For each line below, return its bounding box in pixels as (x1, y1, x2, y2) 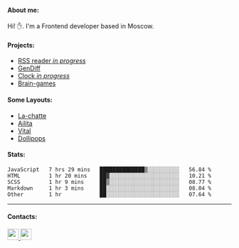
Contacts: (7, 212, 38, 221)
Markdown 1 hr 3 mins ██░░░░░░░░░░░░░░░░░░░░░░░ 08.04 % (7, 185, 212, 192)
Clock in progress (17, 72, 70, 80)
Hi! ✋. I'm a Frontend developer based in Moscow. (7, 22, 154, 31)
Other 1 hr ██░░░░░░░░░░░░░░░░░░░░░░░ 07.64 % (7, 190, 212, 198)
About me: (7, 6, 39, 14)
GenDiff (17, 64, 41, 72)
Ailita (17, 119, 33, 127)
